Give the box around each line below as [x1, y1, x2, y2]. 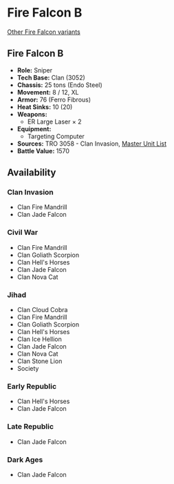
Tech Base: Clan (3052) [17, 73, 86, 81]
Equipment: [17, 124, 52, 133]
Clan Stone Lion [17, 357, 63, 365]
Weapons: [17, 110, 47, 118]
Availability [7, 167, 56, 179]
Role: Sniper [17, 66, 53, 74]
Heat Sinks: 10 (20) [17, 102, 73, 111]
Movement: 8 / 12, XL [17, 88, 79, 96]
